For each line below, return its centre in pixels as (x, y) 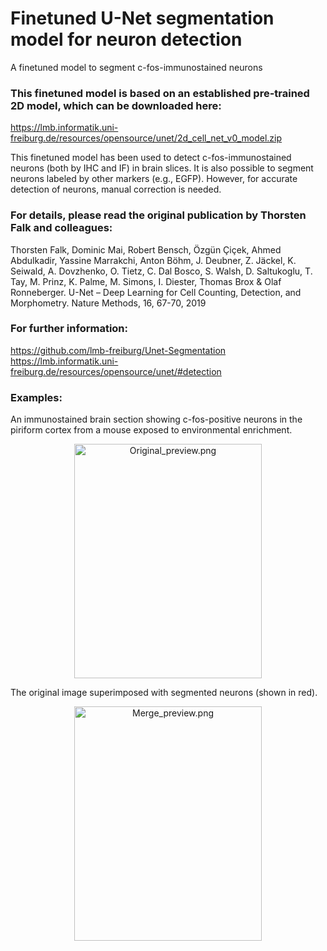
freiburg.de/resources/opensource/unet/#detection (116, 371)
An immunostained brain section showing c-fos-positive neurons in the (156, 419)
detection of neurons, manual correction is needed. (116, 189)
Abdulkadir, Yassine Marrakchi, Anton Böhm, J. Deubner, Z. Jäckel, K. (153, 260)
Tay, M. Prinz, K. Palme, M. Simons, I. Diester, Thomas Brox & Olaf (146, 281)
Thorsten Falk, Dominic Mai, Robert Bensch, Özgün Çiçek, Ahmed (146, 249)
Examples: (36, 397)
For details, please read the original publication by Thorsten (158, 215)
